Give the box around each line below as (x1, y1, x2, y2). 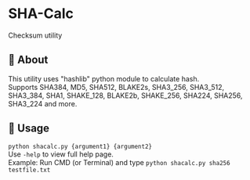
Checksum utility (8, 31, 63, 40)
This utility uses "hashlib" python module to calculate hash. (8, 74, 200, 83)
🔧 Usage (8, 122, 49, 135)
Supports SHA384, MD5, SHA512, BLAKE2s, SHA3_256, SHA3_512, (8, 82, 225, 92)
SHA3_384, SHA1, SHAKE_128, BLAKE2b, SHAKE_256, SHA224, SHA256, (8, 91, 243, 100)
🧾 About (8, 53, 49, 67)
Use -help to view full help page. (8, 149, 114, 159)
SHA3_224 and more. (8, 99, 78, 108)
